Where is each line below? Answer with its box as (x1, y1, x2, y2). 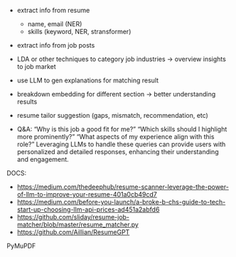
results (16, 97, 38, 106)
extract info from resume (16, 6, 90, 14)
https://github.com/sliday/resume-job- (16, 213, 129, 221)
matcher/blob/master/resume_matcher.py (16, 220, 139, 229)
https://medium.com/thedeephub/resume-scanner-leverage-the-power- (16, 182, 229, 191)
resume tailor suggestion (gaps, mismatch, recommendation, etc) (16, 111, 209, 119)
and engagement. (16, 155, 69, 163)
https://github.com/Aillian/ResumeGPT (16, 228, 130, 236)
